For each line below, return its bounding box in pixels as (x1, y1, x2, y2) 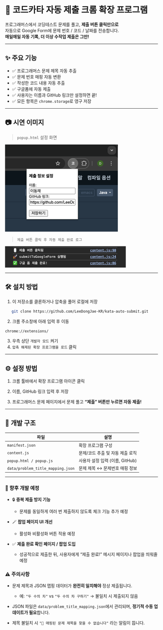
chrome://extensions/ (5, 329, 49, 334)
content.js (7, 451, 29, 456)
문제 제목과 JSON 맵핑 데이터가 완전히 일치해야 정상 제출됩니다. (12, 583, 132, 589)
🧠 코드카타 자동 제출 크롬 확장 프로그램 (5, 4, 148, 16)
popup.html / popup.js (7, 458, 53, 463)
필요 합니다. (29, 610, 50, 615)
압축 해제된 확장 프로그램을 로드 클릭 (12, 344, 77, 350)
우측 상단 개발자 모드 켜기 (12, 338, 58, 344)
